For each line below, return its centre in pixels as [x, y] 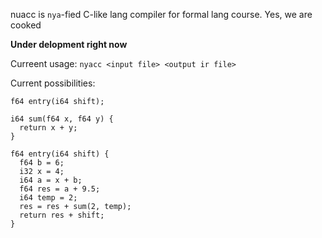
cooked [26, 25]
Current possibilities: [53, 83]
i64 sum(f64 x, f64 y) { [62, 119]
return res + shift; [62, 215]
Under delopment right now [69, 44]
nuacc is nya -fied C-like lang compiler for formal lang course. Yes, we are [161, 14]
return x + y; [48, 128]
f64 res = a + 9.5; [60, 189]
